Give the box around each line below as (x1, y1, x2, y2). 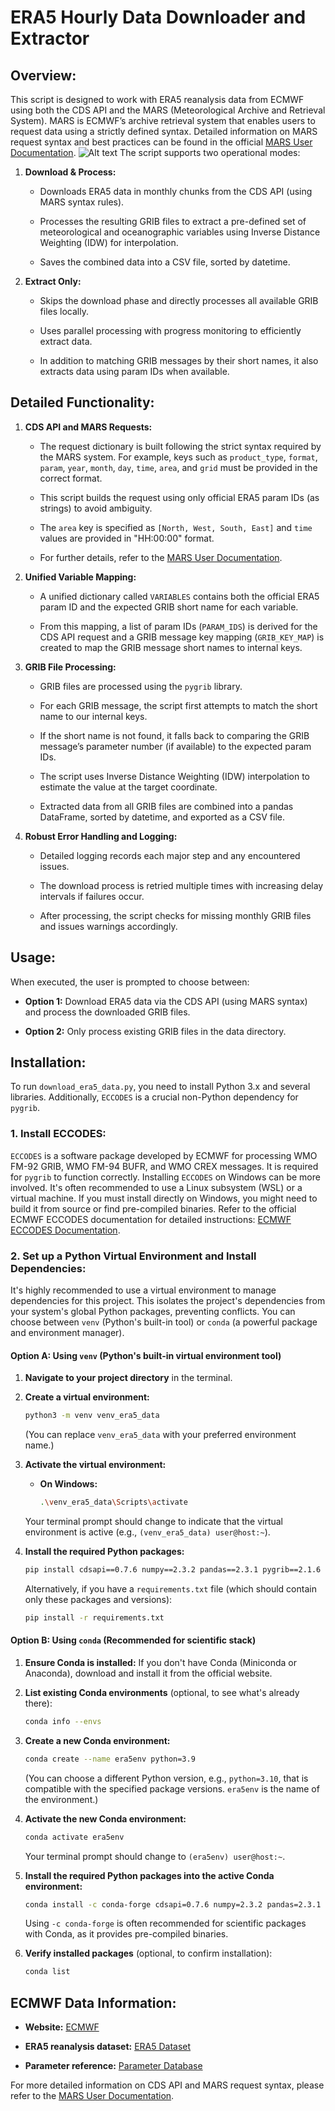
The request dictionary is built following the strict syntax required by (39, 440, 322, 452)
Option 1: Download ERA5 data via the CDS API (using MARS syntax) (24, 995, 308, 1007)
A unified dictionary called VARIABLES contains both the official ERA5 (39, 590, 320, 602)
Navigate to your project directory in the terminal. (24, 1372, 233, 1384)
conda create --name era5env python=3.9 (24, 1754, 196, 1764)
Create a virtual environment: (24, 1391, 150, 1403)
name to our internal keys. (39, 710, 148, 722)
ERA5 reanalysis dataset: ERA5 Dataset (24, 2041, 192, 2053)
